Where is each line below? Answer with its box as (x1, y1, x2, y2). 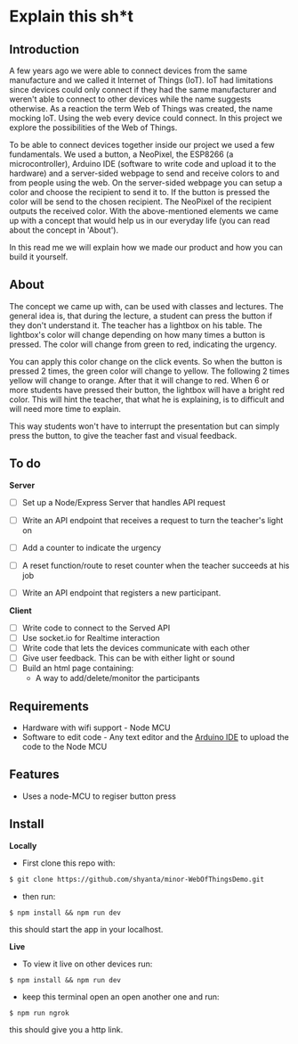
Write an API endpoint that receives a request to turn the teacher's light (21, 514, 284, 525)
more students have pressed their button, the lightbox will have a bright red (9, 384, 285, 395)
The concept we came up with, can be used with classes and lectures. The (9, 300, 284, 311)
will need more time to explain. (9, 403, 122, 414)
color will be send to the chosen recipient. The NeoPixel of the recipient (9, 196, 272, 207)
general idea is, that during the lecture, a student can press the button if (9, 310, 273, 321)
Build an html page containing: (21, 662, 134, 674)
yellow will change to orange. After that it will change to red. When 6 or (9, 374, 270, 385)
